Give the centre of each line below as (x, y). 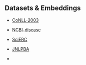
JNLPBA (20, 49)
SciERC (19, 39)
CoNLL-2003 (25, 20)
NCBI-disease (26, 30)
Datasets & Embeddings (43, 8)
